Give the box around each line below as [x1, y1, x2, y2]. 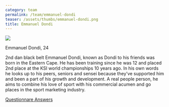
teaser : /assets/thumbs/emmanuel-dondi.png [5, 17, 99, 22]
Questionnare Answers [5, 96, 53, 102]
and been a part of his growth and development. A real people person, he [5, 76, 158, 82]
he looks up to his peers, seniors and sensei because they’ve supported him [5, 71, 164, 77]
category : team [5, 7, 37, 13]
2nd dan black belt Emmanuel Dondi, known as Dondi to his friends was [5, 55, 155, 61]
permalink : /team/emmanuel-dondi [5, 12, 76, 17]
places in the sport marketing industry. [5, 87, 86, 93]
